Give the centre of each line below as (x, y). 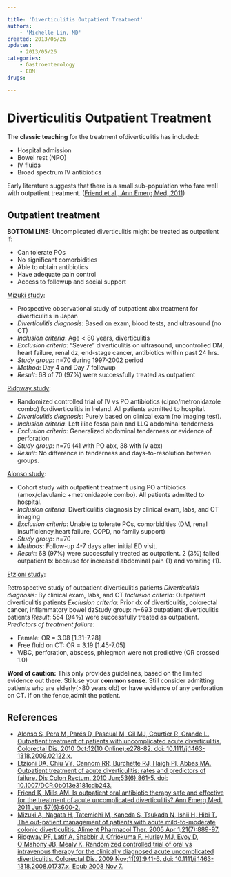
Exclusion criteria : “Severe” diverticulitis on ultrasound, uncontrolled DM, (121, 345)
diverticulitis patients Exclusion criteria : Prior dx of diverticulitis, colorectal (112, 602)
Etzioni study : (27, 575)
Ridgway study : (29, 388)
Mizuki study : (26, 296)
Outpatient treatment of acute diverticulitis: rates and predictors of (111, 771)
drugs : (17, 78)
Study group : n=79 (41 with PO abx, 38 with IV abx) (90, 446)
